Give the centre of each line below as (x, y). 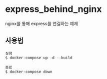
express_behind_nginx (53, 9)
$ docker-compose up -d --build (39, 58)
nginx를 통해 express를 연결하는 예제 (42, 23)
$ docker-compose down (29, 72)
